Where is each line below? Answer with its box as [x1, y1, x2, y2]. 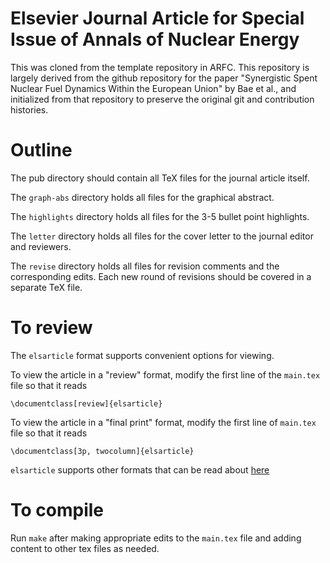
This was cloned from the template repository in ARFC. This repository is [10, 61, 310, 73]
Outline [10, 139, 73, 162]
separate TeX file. [10, 281, 83, 293]
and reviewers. [10, 240, 72, 252]
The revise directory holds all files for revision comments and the [10, 260, 280, 272]
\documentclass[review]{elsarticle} [10, 398, 163, 409]
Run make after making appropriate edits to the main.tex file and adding [10, 532, 302, 544]
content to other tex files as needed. [10, 542, 160, 554]
